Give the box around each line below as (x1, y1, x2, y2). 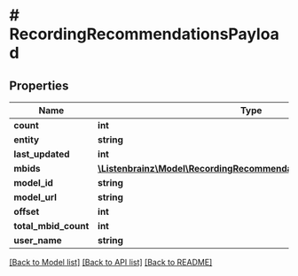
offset (13, 205, 40, 218)
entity (13, 134, 40, 146)
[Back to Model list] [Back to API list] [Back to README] (9, 257, 213, 267)
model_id (13, 177, 53, 188)
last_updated (13, 148, 70, 160)
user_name (13, 234, 62, 246)
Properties (9, 78, 69, 93)
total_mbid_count (13, 220, 90, 232)
